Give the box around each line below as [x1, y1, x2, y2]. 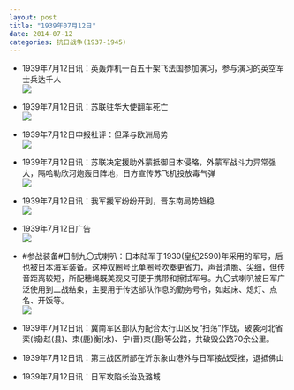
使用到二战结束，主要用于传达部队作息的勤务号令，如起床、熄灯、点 [29, 284, 278, 294]
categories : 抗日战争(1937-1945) [9, 37, 127, 47]
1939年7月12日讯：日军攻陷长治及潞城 [21, 371, 161, 382]
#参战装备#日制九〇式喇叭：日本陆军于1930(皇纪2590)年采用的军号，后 [21, 251, 283, 262]
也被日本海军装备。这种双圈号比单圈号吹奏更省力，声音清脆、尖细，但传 [21, 262, 285, 272]
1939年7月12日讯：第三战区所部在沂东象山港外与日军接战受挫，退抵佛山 [21, 353, 284, 363]
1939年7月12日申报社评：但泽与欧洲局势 [21, 129, 169, 140]
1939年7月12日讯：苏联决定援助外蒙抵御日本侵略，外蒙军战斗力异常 [21, 157, 269, 168]
